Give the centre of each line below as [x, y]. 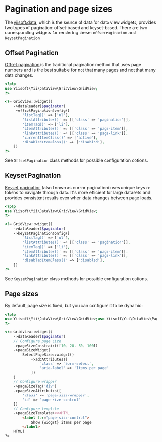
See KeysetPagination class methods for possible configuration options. [76, 278]
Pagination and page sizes [59, 9]
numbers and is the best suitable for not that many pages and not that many [80, 70]
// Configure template [36, 409]
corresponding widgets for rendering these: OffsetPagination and [71, 32]
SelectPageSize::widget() [48, 355]
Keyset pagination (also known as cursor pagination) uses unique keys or [78, 187]
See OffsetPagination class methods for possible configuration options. [76, 160]
